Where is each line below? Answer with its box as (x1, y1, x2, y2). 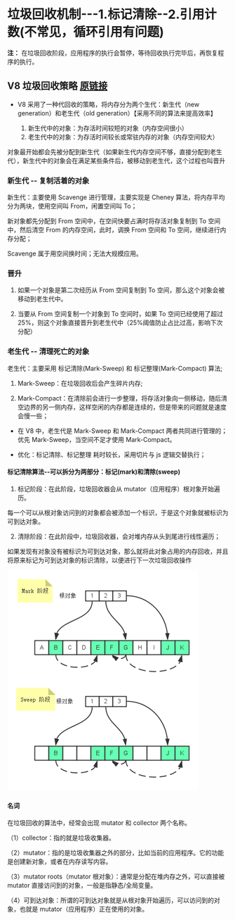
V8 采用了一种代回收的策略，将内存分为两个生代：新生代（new (17, 100, 200, 108)
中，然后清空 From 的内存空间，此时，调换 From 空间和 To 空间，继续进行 (7, 226, 221, 234)
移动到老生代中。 (17, 295, 67, 303)
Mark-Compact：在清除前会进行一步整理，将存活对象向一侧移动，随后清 (17, 393, 228, 402)
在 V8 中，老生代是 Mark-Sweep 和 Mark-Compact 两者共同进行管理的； (17, 427, 228, 435)
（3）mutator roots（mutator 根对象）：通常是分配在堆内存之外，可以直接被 (7, 872, 225, 881)
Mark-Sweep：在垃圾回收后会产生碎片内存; (17, 379, 143, 387)
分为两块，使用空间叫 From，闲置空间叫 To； (7, 202, 137, 210)
